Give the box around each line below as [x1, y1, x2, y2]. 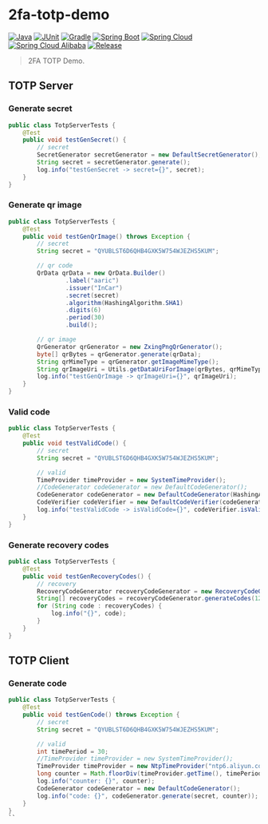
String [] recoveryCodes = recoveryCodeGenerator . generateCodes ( [37, 595, 255, 603]
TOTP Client [8, 654, 69, 668]
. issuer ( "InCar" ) [65, 283, 124, 292]
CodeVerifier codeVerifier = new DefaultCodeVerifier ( [37, 498, 223, 506]
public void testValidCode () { [22, 439, 127, 448]
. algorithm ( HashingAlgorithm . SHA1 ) [65, 299, 183, 307]
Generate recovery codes [8, 539, 109, 550]
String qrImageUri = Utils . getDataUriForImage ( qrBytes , [37, 365, 227, 373]
